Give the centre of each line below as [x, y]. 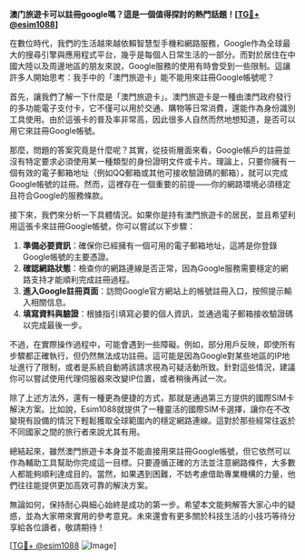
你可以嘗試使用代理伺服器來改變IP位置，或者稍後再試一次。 [120, 378]
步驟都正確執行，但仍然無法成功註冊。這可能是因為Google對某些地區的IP [146, 355]
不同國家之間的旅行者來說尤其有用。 [77, 432]
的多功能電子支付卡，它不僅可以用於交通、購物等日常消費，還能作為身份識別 [152, 108]
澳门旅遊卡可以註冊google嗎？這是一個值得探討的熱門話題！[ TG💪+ [135, 14]
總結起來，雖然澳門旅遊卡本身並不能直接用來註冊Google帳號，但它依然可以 [150, 451]
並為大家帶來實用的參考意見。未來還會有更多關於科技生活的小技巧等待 [156, 516]
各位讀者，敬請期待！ [65, 527]
